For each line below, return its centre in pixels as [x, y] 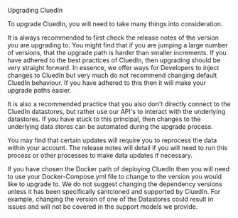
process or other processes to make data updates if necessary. [100, 155]
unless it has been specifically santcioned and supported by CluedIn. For [114, 191]
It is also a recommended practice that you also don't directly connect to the [119, 104]
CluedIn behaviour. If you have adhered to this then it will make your [107, 83]
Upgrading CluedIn [35, 10]
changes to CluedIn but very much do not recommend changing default [112, 75]
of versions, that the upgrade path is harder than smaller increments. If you [117, 53]
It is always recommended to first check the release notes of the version [113, 38]
